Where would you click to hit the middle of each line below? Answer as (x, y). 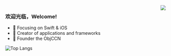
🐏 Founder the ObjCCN (37, 39)
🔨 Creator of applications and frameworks (56, 33)
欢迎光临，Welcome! (31, 16)
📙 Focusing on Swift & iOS (40, 28)
